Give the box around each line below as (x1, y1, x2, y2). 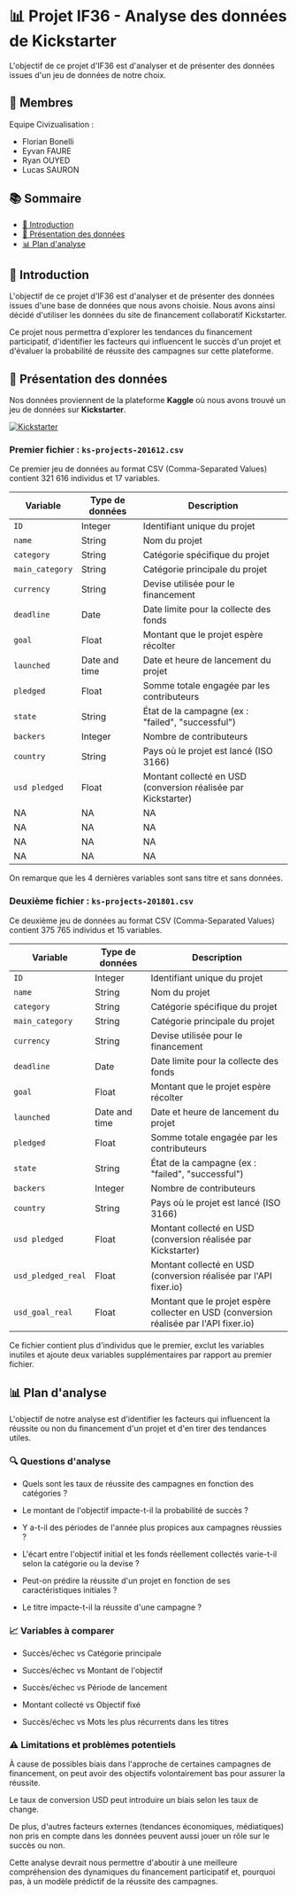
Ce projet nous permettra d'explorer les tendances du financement (9, 327, 253, 338)
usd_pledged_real (13, 1270, 87, 1280)
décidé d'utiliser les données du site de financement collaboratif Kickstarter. (9, 310, 287, 321)
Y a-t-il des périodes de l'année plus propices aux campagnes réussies (21, 1522, 283, 1533)
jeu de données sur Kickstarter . (9, 404, 126, 416)
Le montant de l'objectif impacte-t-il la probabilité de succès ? (21, 1504, 249, 1515)
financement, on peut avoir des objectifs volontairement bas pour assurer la (9, 1768, 286, 1779)
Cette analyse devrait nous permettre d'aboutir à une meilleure (9, 1857, 238, 1868)
